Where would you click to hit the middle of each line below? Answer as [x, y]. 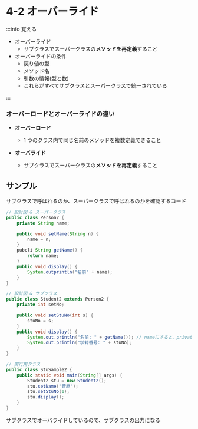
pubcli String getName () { [50, 250]
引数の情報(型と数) [46, 78]
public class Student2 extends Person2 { [58, 299]
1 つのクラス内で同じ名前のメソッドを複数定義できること [92, 140]
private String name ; [43, 223]
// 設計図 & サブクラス [32, 294]
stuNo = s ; [41, 321]
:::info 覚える [22, 29]
